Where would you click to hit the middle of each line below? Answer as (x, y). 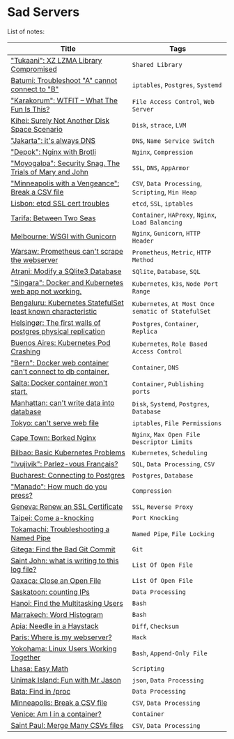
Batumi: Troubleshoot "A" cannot (64, 80)
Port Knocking (155, 518)
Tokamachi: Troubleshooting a (60, 529)
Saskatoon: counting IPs (50, 592)
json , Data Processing (168, 680)
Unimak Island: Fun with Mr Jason (66, 680)
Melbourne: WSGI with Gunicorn (63, 236)
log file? (24, 569)
